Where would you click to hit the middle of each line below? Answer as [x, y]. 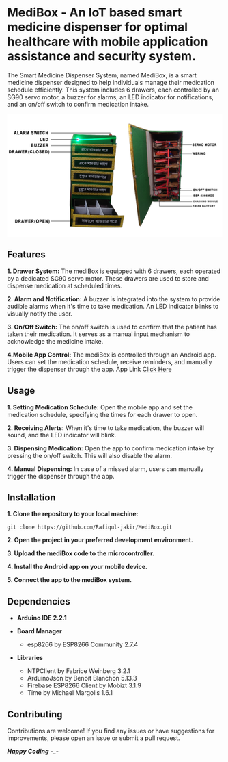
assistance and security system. [102, 56]
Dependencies [39, 601]
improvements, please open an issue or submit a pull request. [94, 738]
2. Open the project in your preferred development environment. [100, 540]
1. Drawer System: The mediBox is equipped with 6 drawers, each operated [114, 271]
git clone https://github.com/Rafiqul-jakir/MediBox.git [90, 528]
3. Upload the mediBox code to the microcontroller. [81, 553]
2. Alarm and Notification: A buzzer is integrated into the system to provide [114, 299]
